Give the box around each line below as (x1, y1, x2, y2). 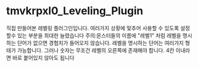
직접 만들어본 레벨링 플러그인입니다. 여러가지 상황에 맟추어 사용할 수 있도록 (6, 24, 180, 31)
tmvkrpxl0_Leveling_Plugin (6, 4, 144, 18)
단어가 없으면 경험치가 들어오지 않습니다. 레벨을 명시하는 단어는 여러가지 (17, 39, 184, 46)
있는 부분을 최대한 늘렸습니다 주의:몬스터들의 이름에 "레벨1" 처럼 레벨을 (17, 31, 181, 39)
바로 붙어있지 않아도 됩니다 (12, 54, 75, 61)
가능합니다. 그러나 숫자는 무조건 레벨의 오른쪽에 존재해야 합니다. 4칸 (17, 46, 174, 54)
